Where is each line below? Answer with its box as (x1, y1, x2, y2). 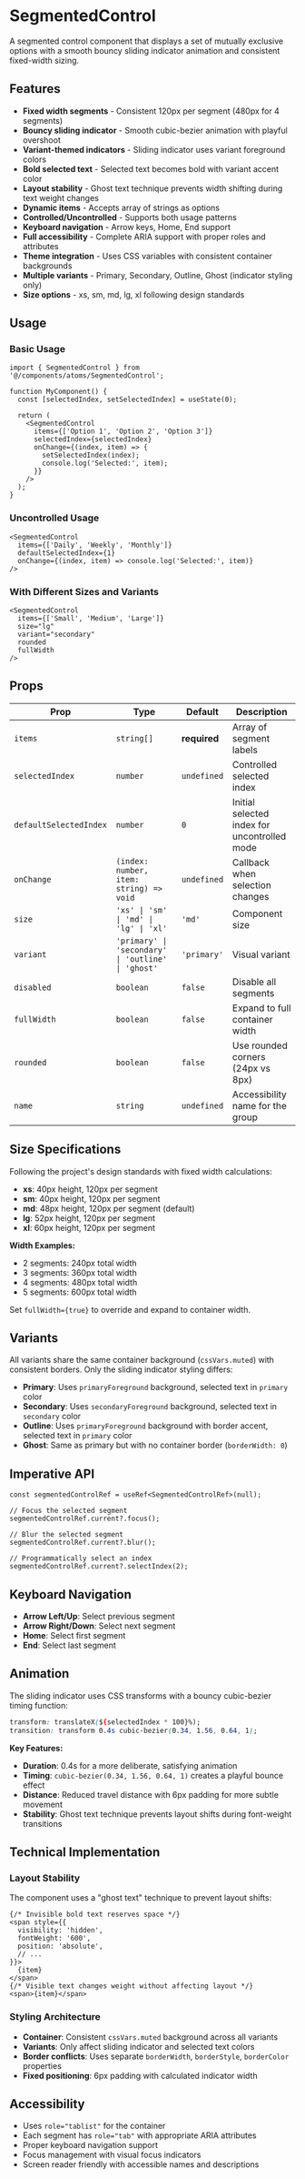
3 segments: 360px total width (22, 1266, 138, 1278)
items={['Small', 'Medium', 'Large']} (17, 614, 165, 623)
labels (231, 743, 259, 756)
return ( (17, 411, 51, 420)
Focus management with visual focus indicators (22, 2149, 202, 2161)
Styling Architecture (9, 2011, 102, 2023)
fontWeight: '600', (17, 1934, 92, 1943)
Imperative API (9, 1466, 95, 1481)
